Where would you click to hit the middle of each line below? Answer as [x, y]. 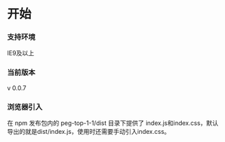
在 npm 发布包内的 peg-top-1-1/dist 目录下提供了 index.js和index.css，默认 [113, 123]
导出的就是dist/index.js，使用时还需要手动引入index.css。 [89, 132]
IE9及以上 [21, 53]
